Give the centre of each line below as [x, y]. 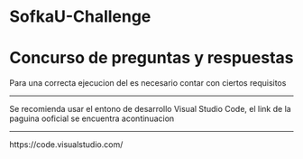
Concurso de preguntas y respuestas [151, 58]
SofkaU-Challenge [80, 17]
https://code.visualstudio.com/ [66, 145]
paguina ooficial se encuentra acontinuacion [92, 118]
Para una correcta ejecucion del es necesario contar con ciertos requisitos [148, 83]
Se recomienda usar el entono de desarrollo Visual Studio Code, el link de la [150, 109]
